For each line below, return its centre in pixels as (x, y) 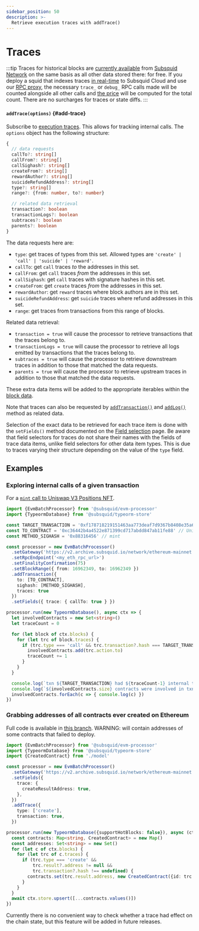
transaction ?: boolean (39, 210)
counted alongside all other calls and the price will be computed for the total (99, 94)
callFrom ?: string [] (37, 160)
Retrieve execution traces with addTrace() (66, 22)
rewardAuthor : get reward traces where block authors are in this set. (97, 292)
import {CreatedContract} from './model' (58, 756)
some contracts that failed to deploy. (51, 734)
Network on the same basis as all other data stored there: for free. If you (94, 75)
